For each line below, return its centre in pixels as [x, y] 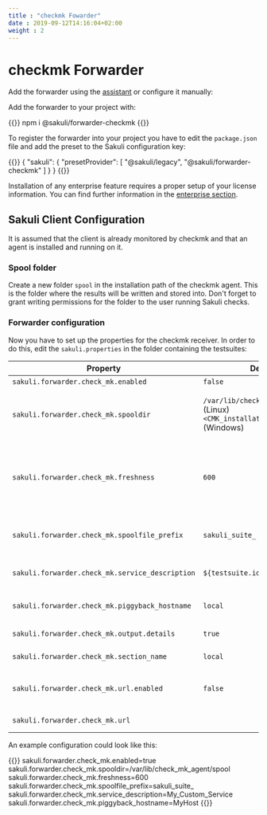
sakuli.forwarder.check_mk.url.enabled [87, 688]
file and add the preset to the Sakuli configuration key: [97, 147]
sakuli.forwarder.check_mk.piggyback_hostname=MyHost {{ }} [110, 802]
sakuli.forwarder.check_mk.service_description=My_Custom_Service [121, 794]
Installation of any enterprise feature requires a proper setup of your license [132, 186]
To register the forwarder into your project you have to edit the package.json [133, 138]
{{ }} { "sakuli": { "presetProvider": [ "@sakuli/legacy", [95, 162]
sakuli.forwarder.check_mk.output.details [94, 633]
